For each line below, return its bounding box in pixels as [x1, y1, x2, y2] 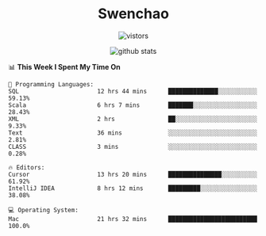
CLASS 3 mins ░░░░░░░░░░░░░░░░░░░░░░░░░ [8, 143, 258, 150]
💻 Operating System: [8, 206, 79, 214]
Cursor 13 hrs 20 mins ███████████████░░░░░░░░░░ [8, 170, 258, 178]
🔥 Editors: [8, 163, 45, 171]
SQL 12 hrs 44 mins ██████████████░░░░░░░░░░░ [8, 87, 258, 95]
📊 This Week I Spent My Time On [8, 62, 121, 71]
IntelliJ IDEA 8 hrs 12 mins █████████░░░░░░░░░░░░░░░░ [8, 184, 258, 192]
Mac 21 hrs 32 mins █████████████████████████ [8, 215, 258, 223]
